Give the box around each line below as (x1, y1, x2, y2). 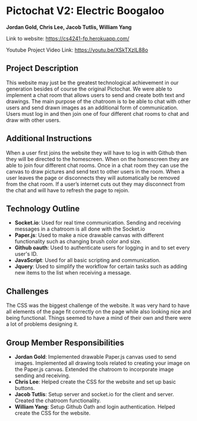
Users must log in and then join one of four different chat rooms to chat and (6, 110, 189, 117)
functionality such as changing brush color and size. (14, 238, 142, 245)
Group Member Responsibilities (6, 338, 125, 348)
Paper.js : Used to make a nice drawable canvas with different (14, 232, 164, 239)
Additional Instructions (6, 133, 92, 143)
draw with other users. (6, 116, 61, 123)
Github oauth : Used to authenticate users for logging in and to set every (14, 244, 190, 251)
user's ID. (14, 250, 38, 258)
